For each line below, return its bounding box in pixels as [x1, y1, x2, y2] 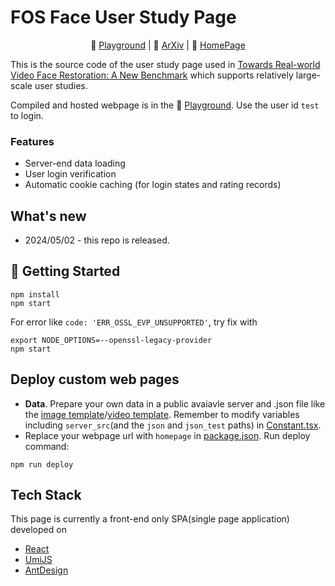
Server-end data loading [24, 157, 126, 170]
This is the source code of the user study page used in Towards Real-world [10, 58, 321, 70]
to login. [10, 109, 44, 121]
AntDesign [24, 564, 69, 576]
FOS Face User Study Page [10, 6, 237, 29]
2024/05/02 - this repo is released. [24, 234, 170, 246]
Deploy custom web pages [10, 371, 180, 388]
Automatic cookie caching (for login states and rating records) [24, 179, 282, 191]
